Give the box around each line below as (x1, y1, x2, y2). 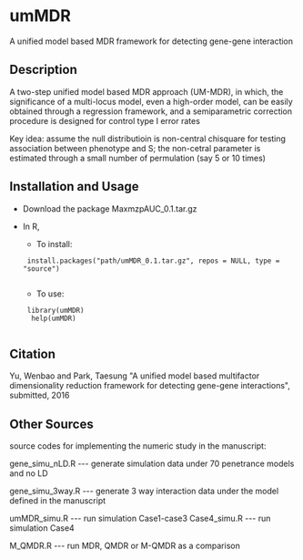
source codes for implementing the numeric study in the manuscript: (9, 441, 267, 451)
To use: (35, 288, 65, 299)
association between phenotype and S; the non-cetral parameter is (9, 142, 261, 153)
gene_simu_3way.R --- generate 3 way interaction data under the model (9, 485, 279, 497)
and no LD (9, 468, 48, 479)
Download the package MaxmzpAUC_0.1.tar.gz (22, 202, 197, 214)
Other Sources (9, 416, 94, 431)
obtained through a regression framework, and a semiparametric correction (9, 106, 293, 117)
